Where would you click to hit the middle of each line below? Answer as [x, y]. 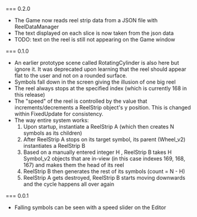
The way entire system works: [52, 120]
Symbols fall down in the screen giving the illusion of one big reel [95, 82]
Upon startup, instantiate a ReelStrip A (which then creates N [99, 127]
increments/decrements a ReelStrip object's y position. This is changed [103, 107]
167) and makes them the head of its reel [74, 165]
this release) [30, 95]
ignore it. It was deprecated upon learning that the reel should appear [100, 69]
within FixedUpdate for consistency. [59, 114]
